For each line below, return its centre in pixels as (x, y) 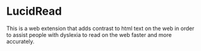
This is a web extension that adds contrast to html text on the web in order (100, 28)
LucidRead (34, 11)
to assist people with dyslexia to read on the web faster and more (89, 34)
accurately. (21, 41)
